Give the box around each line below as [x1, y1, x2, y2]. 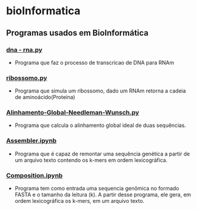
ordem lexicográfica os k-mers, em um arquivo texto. [14, 198, 145, 205]
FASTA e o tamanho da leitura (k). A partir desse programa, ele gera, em [14, 191, 192, 198]
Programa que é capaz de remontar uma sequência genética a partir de [14, 150, 190, 157]
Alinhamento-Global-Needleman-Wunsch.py [6, 109, 139, 117]
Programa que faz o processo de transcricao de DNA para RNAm [14, 59, 174, 66]
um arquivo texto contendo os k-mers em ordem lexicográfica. [14, 156, 168, 164]
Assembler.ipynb [6, 136, 57, 145]
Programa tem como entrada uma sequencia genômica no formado [14, 185, 179, 192]
